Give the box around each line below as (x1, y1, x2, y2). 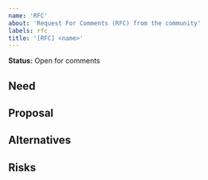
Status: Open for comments (8, 56, 101, 66)
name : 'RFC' (8, 11, 48, 20)
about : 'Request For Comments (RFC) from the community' (8, 19, 202, 27)
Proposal (8, 106, 54, 120)
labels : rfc (8, 26, 48, 34)
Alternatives (8, 134, 72, 147)
